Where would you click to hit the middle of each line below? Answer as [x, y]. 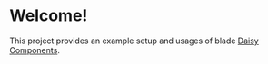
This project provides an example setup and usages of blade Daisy [134, 41]
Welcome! [49, 16]
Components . [35, 50]
